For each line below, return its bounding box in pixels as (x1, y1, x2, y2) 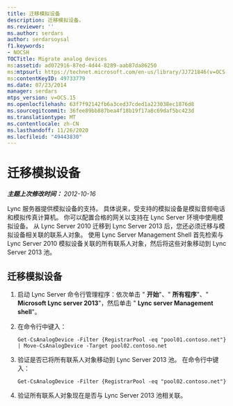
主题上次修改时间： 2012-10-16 (7, 189, 96, 198)
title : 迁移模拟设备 (7, 10, 61, 17)
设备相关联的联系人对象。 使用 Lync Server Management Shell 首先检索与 (13, 231, 224, 239)
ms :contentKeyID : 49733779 (7, 75, 86, 82)
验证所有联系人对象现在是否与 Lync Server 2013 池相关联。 (17, 391, 187, 399)
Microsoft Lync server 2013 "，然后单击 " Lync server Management (17, 299, 214, 307)
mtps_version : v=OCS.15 (7, 95, 77, 102)
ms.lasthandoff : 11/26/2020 (7, 127, 89, 134)
